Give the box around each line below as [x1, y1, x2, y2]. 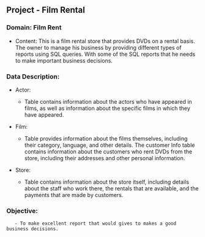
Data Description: [6, 72, 60, 80]
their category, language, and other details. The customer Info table [24, 141, 195, 149]
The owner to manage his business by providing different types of [15, 44, 182, 51]
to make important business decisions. [15, 56, 113, 64]
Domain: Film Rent [6, 23, 62, 32]
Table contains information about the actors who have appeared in [24, 98, 192, 105]
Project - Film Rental [6, 5, 86, 15]
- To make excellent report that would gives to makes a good [14, 220, 176, 227]
